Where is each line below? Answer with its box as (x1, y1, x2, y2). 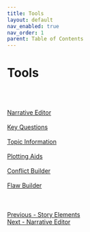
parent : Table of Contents (7, 36, 84, 43)
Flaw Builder (7, 181, 42, 189)
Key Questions (7, 123, 48, 131)
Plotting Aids (7, 152, 43, 161)
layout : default (7, 16, 53, 23)
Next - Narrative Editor (7, 218, 71, 227)
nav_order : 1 (7, 29, 44, 36)
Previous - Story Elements (7, 211, 80, 219)
